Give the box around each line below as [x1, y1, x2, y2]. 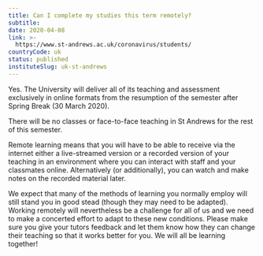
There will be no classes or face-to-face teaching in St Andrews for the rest [8, 116, 254, 126]
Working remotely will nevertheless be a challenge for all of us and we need [8, 206, 254, 215]
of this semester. [8, 124, 63, 134]
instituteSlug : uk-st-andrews [8, 63, 108, 71]
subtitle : [8, 19, 41, 27]
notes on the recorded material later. [8, 173, 127, 183]
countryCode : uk [8, 48, 61, 56]
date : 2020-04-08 [8, 26, 65, 34]
